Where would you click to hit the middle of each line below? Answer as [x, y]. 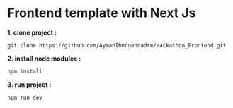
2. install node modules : [44, 59]
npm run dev [25, 97]
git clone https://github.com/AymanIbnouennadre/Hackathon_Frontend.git [117, 45]
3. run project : [29, 84]
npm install [25, 71]
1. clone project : [32, 32]
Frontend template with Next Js [102, 13]
